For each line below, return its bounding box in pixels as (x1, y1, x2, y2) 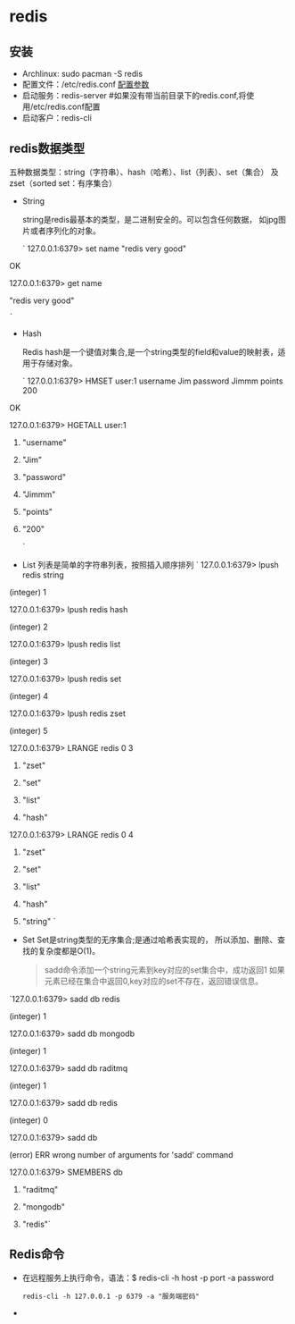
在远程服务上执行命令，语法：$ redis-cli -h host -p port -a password (21, 1272, 275, 1283)
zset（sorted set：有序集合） (9, 177, 118, 189)
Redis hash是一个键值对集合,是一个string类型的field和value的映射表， (21, 346, 278, 357)
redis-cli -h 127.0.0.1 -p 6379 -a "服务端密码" (21, 1292, 200, 1301)
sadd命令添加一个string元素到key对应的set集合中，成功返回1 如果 (44, 964, 285, 975)
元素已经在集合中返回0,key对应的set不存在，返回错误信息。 (44, 975, 264, 986)
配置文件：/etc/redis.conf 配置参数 (21, 79, 150, 89)
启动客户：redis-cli (21, 113, 92, 122)
